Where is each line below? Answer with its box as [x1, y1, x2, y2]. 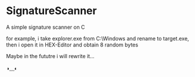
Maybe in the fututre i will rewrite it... [6, 52, 95, 59]
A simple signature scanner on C [6, 24, 85, 31]
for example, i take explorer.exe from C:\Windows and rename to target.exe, [6, 35, 189, 42]
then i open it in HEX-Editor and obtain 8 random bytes [6, 41, 139, 48]
